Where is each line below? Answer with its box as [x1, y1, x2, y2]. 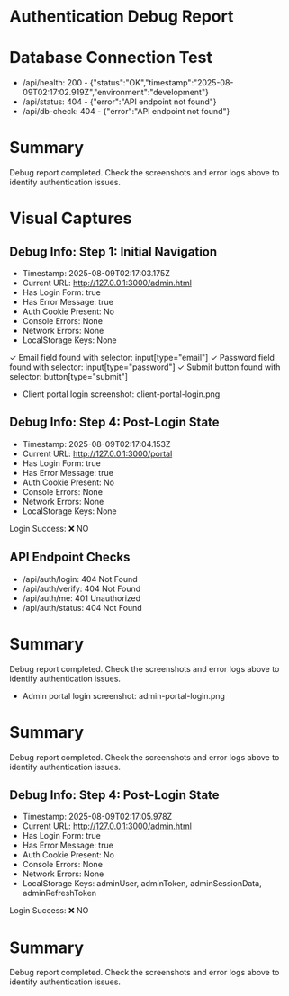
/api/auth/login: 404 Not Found [22, 573, 138, 584]
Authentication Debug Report [9, 6, 234, 27]
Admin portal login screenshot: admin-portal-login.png [22, 690, 225, 701]
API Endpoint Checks [9, 550, 131, 565]
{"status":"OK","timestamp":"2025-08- [89, 77, 234, 88]
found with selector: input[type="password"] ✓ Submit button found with [9, 362, 281, 372]
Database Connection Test [9, 48, 213, 68]
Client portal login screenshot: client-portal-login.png [22, 389, 221, 399]
